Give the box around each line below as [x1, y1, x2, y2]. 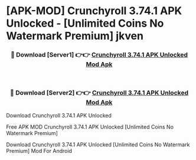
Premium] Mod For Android [6, 147, 73, 154]
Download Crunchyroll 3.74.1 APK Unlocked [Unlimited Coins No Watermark [6, 141, 190, 148]
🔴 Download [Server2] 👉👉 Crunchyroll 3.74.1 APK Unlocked [9, 89, 189, 97]
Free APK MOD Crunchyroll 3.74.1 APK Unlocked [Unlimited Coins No [6, 123, 174, 130]
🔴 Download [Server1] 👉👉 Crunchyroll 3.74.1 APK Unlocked [11, 51, 188, 59]
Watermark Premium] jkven [6, 30, 143, 43]
